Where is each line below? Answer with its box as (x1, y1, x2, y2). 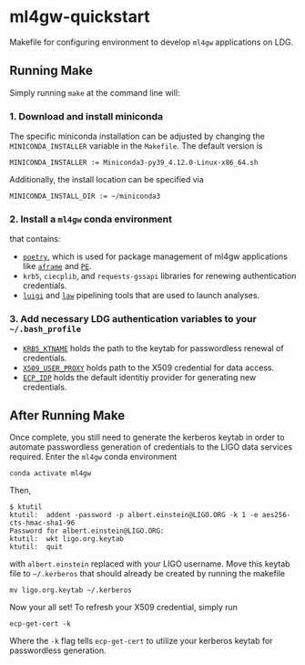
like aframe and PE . (22, 261, 92, 272)
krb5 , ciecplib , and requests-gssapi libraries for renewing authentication (22, 271, 297, 282)
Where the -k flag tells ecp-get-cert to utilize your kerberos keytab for (9, 636, 273, 647)
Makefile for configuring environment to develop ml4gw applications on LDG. (9, 36, 294, 47)
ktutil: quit (9, 543, 64, 552)
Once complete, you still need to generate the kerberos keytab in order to (9, 431, 285, 443)
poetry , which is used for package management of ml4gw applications (22, 251, 289, 262)
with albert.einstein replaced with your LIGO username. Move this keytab (9, 558, 290, 569)
